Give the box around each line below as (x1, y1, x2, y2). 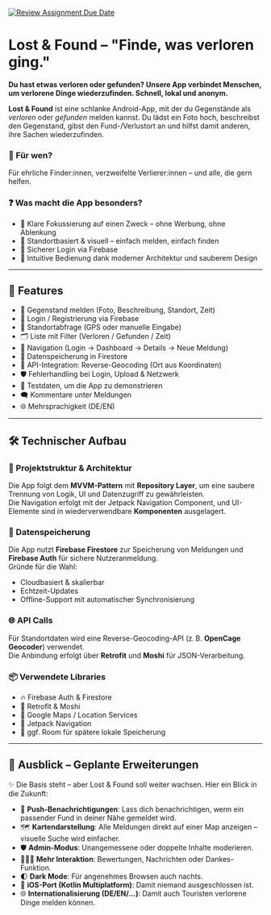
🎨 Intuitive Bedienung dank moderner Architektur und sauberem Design (19, 253, 258, 262)
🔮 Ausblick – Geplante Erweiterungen (8, 758, 199, 772)
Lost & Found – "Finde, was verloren (8, 36, 254, 54)
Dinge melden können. (19, 897, 95, 907)
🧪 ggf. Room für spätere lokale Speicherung (19, 727, 166, 737)
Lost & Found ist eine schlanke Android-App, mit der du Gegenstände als (8, 103, 252, 113)
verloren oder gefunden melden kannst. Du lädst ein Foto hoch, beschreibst (8, 112, 260, 122)
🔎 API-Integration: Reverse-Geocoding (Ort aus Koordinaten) (19, 360, 222, 370)
